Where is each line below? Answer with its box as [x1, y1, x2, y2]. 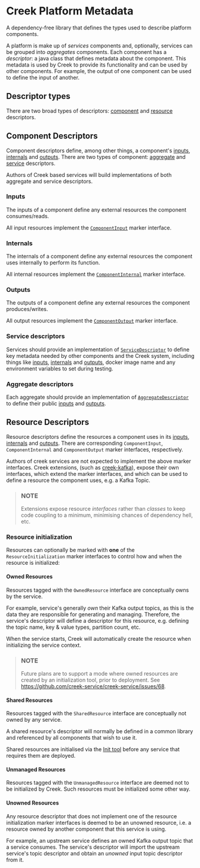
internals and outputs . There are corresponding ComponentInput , [6, 439, 163, 447]
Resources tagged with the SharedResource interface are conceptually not [6, 710, 187, 717]
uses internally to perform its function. [6, 259, 100, 266]
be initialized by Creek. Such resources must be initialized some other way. [6, 785, 191, 792]
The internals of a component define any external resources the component [6, 253, 193, 260]
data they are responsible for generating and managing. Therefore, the [6, 610, 180, 618]
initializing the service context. [6, 641, 82, 649]
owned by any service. [6, 716, 62, 724]
